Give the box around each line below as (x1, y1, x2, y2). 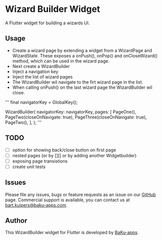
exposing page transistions (12, 158, 68, 164)
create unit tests (12, 164, 46, 170)
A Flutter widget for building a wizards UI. (5, 20, 90, 26)
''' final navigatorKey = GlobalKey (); (5, 99, 78, 105)
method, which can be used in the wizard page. (12, 58, 110, 64)
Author (5, 217, 27, 225)
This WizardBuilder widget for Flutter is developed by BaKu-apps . (5, 230, 139, 236)
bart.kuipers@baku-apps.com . (5, 202, 68, 208)
